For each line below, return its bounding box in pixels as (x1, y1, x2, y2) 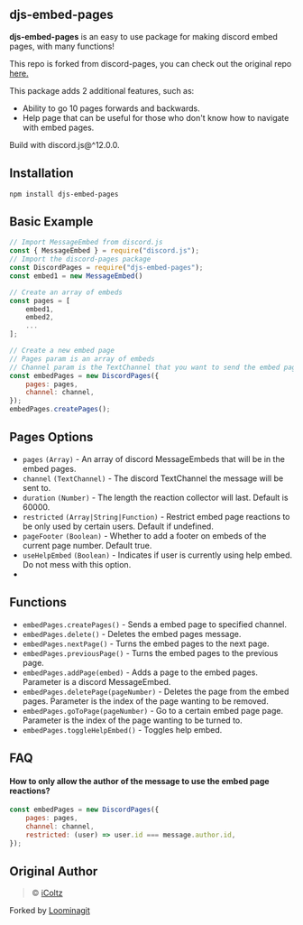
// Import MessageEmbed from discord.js (9, 238, 164, 247)
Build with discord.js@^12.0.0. (9, 139, 120, 150)
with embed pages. (22, 122, 95, 133)
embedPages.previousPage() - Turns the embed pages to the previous (22, 647, 279, 658)
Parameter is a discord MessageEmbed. (22, 676, 171, 687)
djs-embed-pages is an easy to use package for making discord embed (9, 31, 278, 42)
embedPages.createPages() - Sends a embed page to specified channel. (22, 618, 287, 630)
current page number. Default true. (22, 540, 152, 550)
